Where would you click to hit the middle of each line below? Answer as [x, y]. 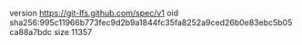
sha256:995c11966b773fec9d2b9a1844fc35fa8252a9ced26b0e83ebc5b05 [151, 22]
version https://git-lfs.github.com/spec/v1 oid [94, 13]
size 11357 [73, 32]
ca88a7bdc [31, 32]
